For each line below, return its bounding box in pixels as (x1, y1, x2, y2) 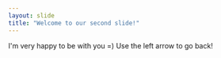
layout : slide (8, 11, 55, 20)
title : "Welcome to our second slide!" (8, 19, 140, 27)
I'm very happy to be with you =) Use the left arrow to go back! (8, 41, 214, 50)
